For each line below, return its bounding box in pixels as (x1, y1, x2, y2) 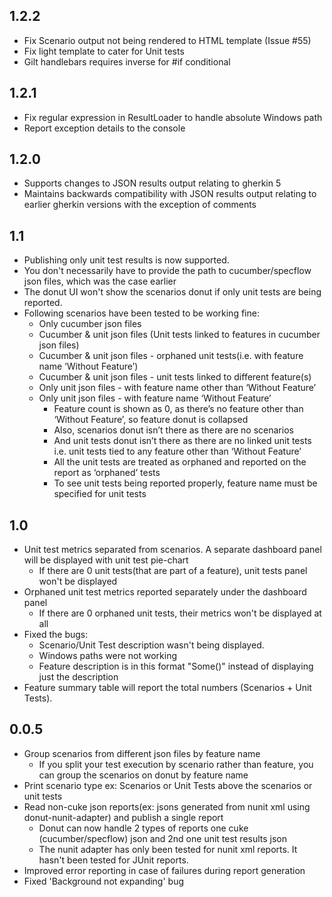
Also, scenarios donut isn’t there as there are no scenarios (53, 424, 294, 436)
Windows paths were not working (38, 650, 178, 662)
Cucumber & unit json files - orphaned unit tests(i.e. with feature (38, 350, 304, 362)
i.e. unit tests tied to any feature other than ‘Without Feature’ (53, 445, 302, 458)
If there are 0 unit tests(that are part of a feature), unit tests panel (38, 565, 308, 577)
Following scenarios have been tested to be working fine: (23, 307, 260, 319)
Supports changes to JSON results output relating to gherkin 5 (23, 177, 282, 189)
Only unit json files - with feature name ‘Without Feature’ (38, 392, 272, 404)
